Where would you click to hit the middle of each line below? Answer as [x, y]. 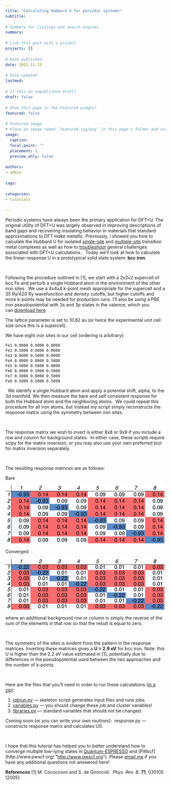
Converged [17, 552]
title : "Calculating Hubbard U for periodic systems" [64, 11]
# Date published [24, 59]
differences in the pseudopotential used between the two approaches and [83, 659]
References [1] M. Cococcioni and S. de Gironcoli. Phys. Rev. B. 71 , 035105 [84, 772]
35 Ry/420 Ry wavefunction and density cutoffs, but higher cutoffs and [80, 294]
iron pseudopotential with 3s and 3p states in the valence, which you [77, 305]
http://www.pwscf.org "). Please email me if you [107, 757]
